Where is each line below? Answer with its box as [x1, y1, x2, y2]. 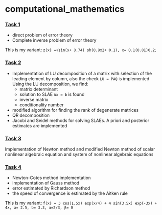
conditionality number [19, 102, 64, 108]
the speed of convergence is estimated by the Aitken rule [12, 190, 128, 196]
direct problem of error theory [12, 32, 73, 38]
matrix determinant [19, 86, 58, 92]
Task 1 [5, 21, 21, 28]
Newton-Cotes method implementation [12, 175, 91, 181]
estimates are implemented [12, 123, 68, 128]
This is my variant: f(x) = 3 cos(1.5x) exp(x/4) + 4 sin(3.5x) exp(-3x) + [5, 200, 158, 206]
